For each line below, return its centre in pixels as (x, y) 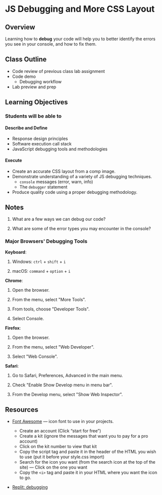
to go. (25, 478)
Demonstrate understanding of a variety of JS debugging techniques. (82, 176)
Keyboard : (16, 252)
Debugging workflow (40, 81)
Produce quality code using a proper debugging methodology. (75, 192)
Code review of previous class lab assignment (58, 71)
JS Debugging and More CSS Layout (80, 9)
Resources (22, 410)
